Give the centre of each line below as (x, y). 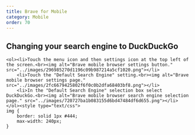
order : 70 (18, 22)
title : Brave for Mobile (37, 11)
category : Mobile (27, 17)
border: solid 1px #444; (47, 116)
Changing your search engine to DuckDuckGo (92, 46)
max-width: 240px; (39, 122)
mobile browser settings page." (46, 80)
